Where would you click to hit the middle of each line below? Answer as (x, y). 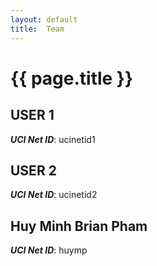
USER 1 (32, 115)
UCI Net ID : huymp (49, 250)
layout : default (44, 19)
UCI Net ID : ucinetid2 (54, 195)
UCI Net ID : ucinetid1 (53, 139)
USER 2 (33, 170)
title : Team (37, 29)
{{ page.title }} (72, 78)
